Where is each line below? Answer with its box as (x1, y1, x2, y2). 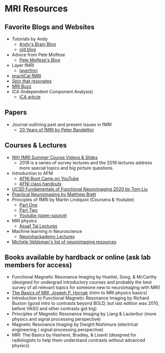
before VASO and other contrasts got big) (11, 306, 97, 312)
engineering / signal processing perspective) (11, 327, 104, 333)
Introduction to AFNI (11, 170, 54, 176)
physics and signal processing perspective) (11, 316, 101, 322)
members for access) (4, 261, 72, 270)
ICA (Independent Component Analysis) (11, 89, 93, 94)
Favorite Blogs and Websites (4, 23, 95, 31)
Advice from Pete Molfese (11, 52, 65, 58)
